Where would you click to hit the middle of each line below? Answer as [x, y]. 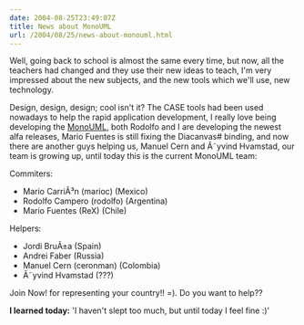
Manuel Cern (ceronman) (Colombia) [91, 266]
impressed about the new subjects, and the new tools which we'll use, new [150, 80]
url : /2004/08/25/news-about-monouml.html [91, 35]
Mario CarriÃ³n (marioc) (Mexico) [85, 192]
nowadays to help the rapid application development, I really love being [143, 117]
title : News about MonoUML [61, 26]
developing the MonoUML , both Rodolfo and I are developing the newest [146, 127]
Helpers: [25, 228]
